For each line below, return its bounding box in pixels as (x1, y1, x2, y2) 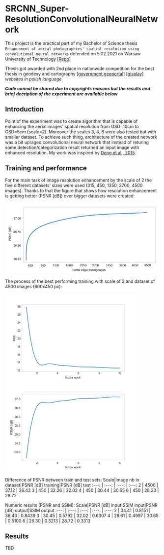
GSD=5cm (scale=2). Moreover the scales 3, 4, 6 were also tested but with (5, 129, 156, 135)
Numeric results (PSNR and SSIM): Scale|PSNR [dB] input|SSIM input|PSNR (5, 502, 158, 508)
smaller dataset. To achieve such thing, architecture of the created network (5, 134, 157, 140)
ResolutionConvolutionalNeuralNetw (5, 13, 158, 25)
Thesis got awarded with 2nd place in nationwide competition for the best (5, 65, 155, 72)
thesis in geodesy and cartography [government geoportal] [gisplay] (5, 71, 144, 76)
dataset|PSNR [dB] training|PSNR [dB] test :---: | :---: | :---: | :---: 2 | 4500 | (5, 482, 159, 488)
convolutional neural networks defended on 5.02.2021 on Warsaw (5, 50, 141, 57)
